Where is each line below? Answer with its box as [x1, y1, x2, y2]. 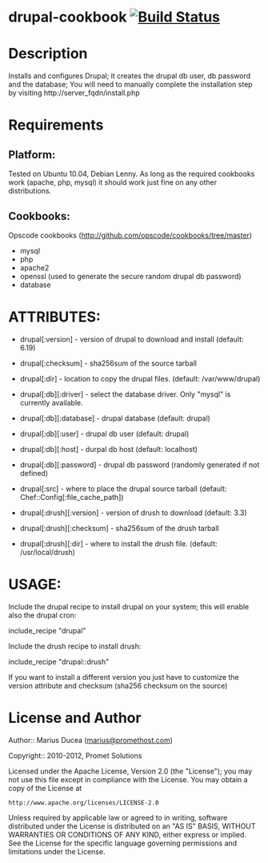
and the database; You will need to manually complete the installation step [8, 80, 254, 90]
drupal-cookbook [8, 8, 127, 26]
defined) [19, 468, 49, 477]
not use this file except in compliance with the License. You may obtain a [8, 774, 248, 784]
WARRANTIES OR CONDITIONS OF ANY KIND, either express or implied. [8, 829, 246, 839]
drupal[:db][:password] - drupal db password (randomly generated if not [19, 460, 260, 469]
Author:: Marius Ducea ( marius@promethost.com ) [8, 735, 174, 745]
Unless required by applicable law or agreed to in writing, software [8, 813, 228, 822]
